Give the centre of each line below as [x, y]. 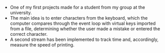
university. [21, 13]
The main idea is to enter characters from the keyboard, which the [79, 18]
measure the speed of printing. [42, 45]
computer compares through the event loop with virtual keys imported [83, 23]
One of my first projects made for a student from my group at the [77, 7]
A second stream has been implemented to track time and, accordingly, [84, 39]
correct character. [29, 34]
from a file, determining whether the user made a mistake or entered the [85, 29]
